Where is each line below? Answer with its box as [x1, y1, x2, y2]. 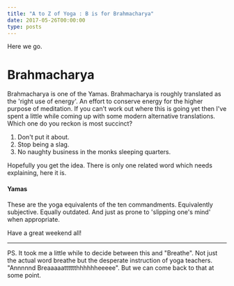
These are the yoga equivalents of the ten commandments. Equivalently [7, 200, 214, 209]
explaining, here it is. [7, 169, 67, 177]
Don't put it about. [17, 133, 70, 142]
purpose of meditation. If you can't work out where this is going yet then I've [7, 105, 227, 113]
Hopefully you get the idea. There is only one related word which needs [7, 161, 212, 170]
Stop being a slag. [17, 140, 70, 149]
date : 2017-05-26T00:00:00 [7, 17, 86, 24]
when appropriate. [7, 215, 61, 223]
